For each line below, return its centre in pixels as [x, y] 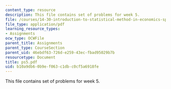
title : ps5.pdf [21, 62]
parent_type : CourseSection [35, 48]
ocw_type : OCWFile [25, 39]
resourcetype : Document [31, 57]
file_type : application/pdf [35, 24]
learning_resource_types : [33, 29]
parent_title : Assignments [34, 43]
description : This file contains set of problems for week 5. [73, 15]
